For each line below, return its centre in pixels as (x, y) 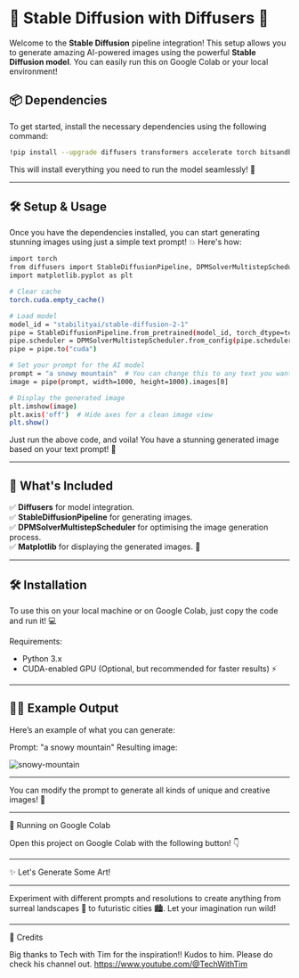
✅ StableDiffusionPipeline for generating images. (101, 517)
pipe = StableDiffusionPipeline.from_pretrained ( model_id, (121, 333)
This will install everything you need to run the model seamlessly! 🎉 (133, 169)
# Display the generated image (67, 398)
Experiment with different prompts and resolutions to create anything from (145, 898)
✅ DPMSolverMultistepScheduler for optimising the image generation (139, 527)
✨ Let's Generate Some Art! (60, 872)
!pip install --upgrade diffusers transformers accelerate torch (133, 152)
